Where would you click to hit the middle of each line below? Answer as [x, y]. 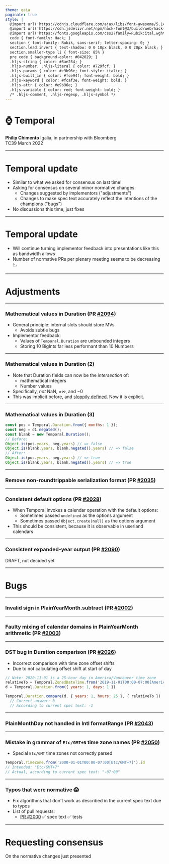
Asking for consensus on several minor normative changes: [74, 188]
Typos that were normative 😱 [42, 790]
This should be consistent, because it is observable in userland [78, 526]
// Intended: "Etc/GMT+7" [32, 767]
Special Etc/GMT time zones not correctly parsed [62, 753]
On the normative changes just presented [48, 856]
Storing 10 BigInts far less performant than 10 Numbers [77, 346]
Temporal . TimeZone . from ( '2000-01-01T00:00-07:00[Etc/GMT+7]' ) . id [75, 763]
